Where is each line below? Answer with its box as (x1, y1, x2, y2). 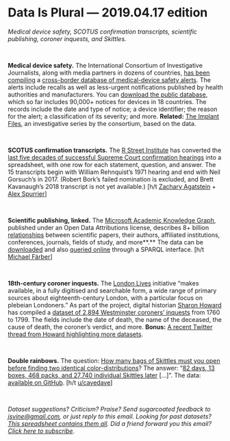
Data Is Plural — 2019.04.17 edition (8, 5, 208, 21)
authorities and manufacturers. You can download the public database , (8, 90, 208, 99)
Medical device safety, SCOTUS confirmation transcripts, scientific (8, 27, 198, 36)
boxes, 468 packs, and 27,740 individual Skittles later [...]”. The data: (8, 371, 201, 379)
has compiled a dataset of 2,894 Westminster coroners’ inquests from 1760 (8, 308, 220, 316)
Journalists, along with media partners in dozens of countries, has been (8, 68, 210, 77)
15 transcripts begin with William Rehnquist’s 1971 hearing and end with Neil (8, 168, 221, 176)
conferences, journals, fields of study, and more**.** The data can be (8, 238, 204, 246)
